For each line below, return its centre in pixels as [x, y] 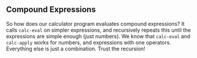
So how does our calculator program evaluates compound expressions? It [96, 23]
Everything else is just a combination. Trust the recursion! [76, 49]
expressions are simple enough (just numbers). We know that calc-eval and [98, 36]
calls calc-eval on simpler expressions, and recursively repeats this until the [98, 30]
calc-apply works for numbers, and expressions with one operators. [89, 42]
